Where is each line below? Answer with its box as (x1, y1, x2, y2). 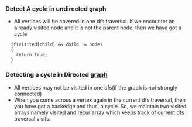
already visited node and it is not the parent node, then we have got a (13, 24, 182, 31)
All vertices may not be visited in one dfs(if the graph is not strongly (13, 84, 178, 91)
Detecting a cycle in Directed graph (5, 71, 108, 79)
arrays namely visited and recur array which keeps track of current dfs (13, 109, 185, 116)
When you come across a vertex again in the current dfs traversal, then (13, 96, 186, 104)
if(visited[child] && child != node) (11, 42, 103, 48)
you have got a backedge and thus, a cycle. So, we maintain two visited (13, 102, 187, 109)
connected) (13, 90, 42, 97)
